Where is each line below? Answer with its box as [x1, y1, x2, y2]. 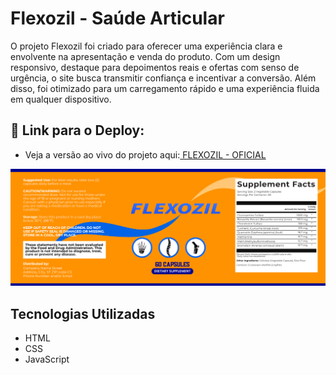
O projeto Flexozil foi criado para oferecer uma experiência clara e [10, 40, 283, 52]
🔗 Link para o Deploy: [10, 122, 145, 139]
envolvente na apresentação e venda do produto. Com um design [10, 50, 281, 62]
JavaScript [24, 353, 70, 366]
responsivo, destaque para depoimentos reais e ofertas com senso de [10, 61, 300, 73]
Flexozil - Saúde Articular [10, 7, 225, 30]
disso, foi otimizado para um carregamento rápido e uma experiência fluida [10, 82, 320, 94]
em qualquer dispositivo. [10, 93, 112, 105]
